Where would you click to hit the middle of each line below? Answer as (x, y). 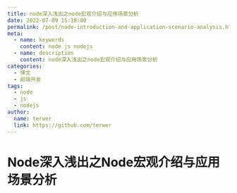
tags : (15, 86)
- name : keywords (39, 40)
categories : (25, 66)
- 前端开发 (28, 79)
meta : (15, 33)
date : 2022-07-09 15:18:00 (47, 20)
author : (19, 112)
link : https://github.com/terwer (63, 125)
